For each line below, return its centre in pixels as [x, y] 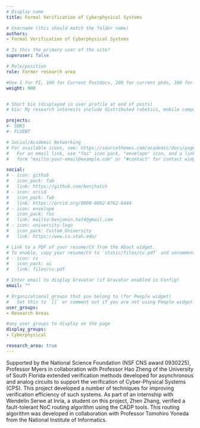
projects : [18, 121]
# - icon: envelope [30, 209]
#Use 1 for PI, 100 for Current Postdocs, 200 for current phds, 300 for [100, 82]
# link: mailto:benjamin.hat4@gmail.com [60, 220]
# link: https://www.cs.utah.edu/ [51, 236]
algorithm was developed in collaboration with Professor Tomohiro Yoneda [98, 413]
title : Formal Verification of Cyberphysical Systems [74, 17]
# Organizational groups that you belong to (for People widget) [89, 296]
